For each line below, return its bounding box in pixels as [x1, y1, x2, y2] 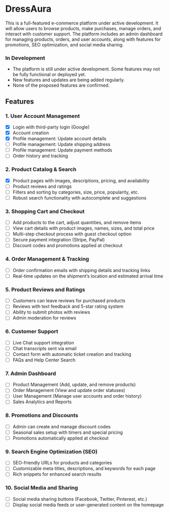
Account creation [12, 130, 49, 136]
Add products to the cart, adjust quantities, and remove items [12, 219, 142, 226]
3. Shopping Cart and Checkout [5, 208, 85, 215]
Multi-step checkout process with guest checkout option [12, 231, 132, 237]
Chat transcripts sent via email [12, 345, 77, 351]
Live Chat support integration [12, 339, 74, 346]
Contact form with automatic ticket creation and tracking [12, 351, 131, 357]
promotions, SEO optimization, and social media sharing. [5, 41, 124, 47]
